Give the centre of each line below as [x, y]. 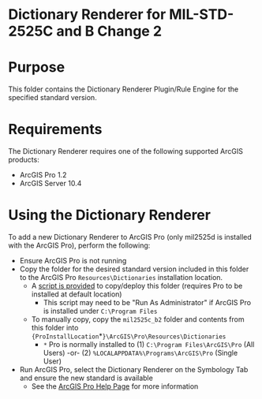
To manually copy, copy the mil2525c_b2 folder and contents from [138, 319]
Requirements [55, 130]
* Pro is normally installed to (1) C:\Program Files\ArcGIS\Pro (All [149, 344]
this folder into [55, 328]
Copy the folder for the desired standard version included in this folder [134, 269]
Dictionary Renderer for [87, 15]
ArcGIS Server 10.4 [51, 184]
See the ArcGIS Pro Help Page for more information [115, 386]
